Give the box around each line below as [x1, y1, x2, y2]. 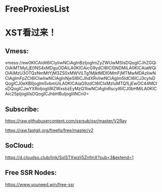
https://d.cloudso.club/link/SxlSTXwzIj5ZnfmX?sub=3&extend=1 [5, 154, 134, 160]
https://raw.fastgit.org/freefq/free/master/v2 [5, 128, 94, 133]
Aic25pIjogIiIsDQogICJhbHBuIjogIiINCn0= [5, 91, 89, 97]
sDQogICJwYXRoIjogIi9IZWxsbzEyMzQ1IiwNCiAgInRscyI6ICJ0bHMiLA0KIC [5, 86, 157, 92]
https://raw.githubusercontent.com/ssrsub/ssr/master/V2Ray [5, 118, 127, 124]
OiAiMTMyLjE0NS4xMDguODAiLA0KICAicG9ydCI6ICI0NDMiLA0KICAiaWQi [5, 65, 157, 71]
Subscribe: [5, 105, 39, 113]
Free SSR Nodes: [5, 169, 57, 177]
